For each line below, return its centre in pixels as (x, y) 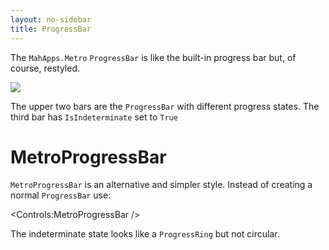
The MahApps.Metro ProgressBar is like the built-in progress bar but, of (153, 57)
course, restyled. (45, 68)
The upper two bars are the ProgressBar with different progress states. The (165, 106)
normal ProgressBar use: (61, 195)
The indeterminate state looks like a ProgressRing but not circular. (145, 234)
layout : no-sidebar (51, 19)
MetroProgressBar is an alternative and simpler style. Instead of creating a (161, 185)
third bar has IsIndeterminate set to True (94, 117)
